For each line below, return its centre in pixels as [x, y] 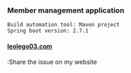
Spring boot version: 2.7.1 [48, 31]
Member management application [66, 10]
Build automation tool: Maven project [63, 25]
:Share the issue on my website [52, 62]
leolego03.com [30, 46]
